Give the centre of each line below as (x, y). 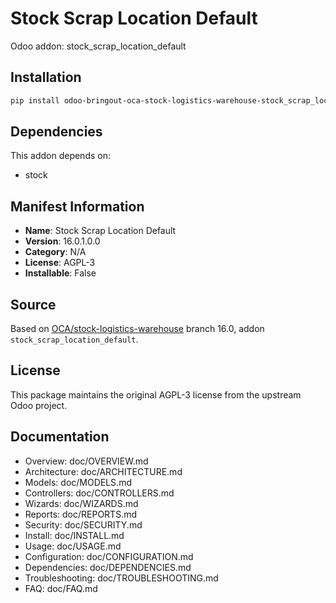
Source (33, 304)
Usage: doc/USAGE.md (73, 546)
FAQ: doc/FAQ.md (61, 588)
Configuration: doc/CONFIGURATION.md (109, 556)
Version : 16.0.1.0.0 (62, 241)
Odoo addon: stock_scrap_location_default (98, 46)
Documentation (60, 437)
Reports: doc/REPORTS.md (81, 514)
